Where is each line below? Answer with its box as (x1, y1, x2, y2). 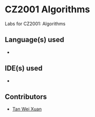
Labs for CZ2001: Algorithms (5, 21, 66, 27)
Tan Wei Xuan (12, 106, 42, 112)
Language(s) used (5, 35, 65, 44)
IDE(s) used (5, 64, 43, 73)
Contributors (5, 92, 47, 101)
